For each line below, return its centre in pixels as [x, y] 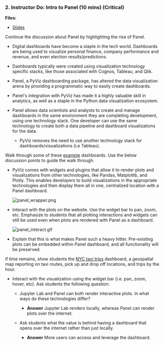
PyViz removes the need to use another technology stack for [81, 140]
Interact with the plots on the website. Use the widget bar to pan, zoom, [84, 210]
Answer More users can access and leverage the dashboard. [89, 338]
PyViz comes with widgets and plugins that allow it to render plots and [83, 170]
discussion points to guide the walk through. [50, 161]
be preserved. [26, 250]
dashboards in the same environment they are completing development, [85, 115]
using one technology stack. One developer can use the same [75, 121]
